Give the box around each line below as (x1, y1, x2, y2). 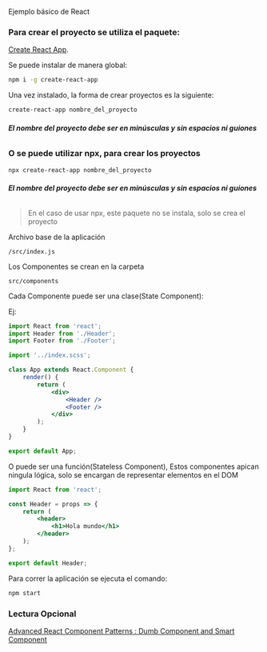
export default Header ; (8, 559, 88, 567)
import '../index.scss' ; (8, 351, 91, 359)
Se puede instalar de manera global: (8, 60, 128, 70)
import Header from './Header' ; (8, 330, 116, 338)
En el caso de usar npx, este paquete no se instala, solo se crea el (27, 208, 245, 218)
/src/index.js (8, 247, 56, 255)
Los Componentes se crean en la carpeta (8, 262, 145, 271)
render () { (22, 374, 59, 382)
